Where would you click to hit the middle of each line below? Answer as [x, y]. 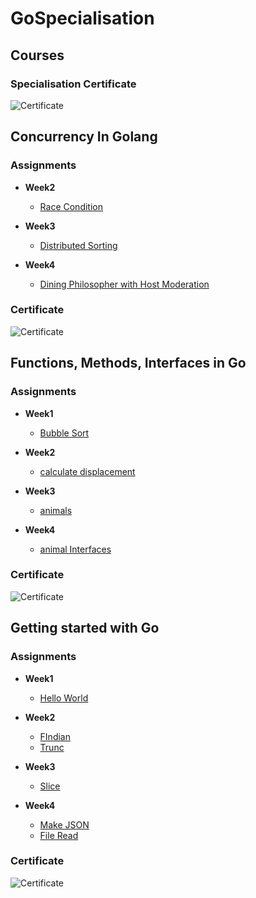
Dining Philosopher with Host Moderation [124, 284]
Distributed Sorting [78, 245]
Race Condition [71, 206]
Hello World [64, 698]
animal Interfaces [75, 549]
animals [56, 510]
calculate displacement [87, 471]
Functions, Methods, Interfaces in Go [128, 363]
